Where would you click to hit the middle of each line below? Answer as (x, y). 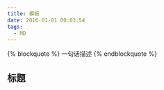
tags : (15, 27)
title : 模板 (23, 14)
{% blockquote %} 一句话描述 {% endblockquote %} (82, 54)
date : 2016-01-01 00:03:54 (46, 20)
